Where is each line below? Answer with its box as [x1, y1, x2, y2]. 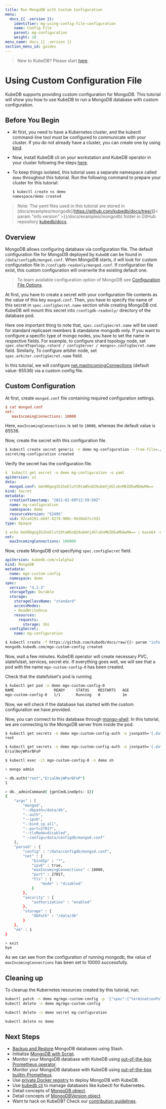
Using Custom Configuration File [5, 75, 142, 86]
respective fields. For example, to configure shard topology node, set [5, 338, 146, 344]
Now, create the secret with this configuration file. [5, 438, 107, 444]
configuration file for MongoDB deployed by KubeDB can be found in [5, 251, 142, 257]
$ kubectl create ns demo [12, 189, 66, 194]
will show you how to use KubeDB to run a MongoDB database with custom [5, 96, 159, 102]
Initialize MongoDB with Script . [12, 1051, 75, 1057]
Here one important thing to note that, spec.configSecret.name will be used [5, 322, 158, 328]
